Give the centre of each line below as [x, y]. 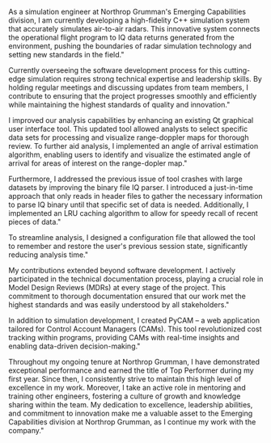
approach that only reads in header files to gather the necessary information [135, 196]
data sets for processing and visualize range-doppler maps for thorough [129, 137]
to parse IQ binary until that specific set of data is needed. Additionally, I [129, 205]
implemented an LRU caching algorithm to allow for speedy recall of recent [133, 213]
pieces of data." [35, 222]
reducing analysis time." [49, 255]
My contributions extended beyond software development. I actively [122, 270]
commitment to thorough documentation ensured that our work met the [127, 296]
